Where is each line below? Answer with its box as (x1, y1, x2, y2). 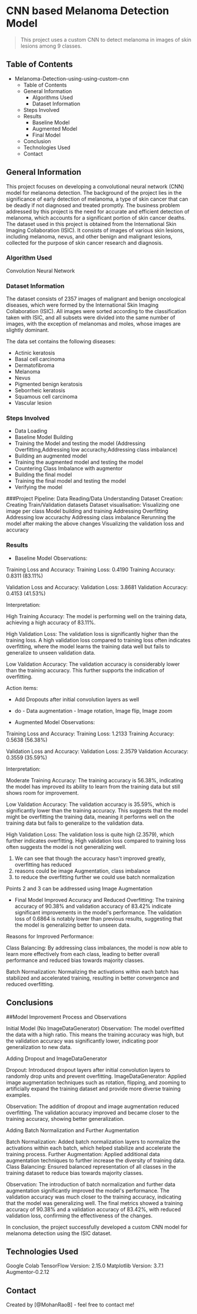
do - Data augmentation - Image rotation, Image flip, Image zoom (14, 707, 172, 714)
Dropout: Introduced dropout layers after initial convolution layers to (6, 1066, 171, 1073)
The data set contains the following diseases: (6, 338, 116, 345)
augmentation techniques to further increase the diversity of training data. (6, 1157, 186, 1164)
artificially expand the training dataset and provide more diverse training (6, 1085, 181, 1092)
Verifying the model (14, 484, 63, 491)
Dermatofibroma (14, 362, 55, 369)
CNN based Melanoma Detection (6, 4, 169, 18)
